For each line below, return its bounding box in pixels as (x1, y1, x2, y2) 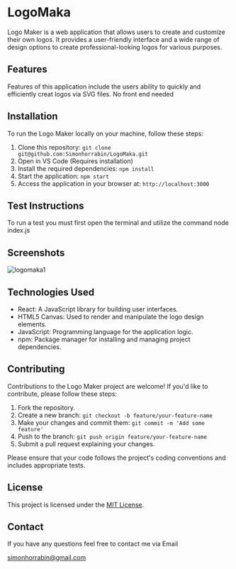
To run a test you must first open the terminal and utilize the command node (7, 219, 229, 227)
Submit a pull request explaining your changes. (17, 439, 155, 448)
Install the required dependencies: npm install (17, 164, 154, 172)
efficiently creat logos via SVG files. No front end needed (7, 89, 174, 98)
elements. (17, 320, 47, 328)
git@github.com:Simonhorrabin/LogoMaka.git (17, 150, 149, 158)
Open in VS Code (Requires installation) (17, 157, 133, 165)
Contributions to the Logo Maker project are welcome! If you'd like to (7, 382, 208, 390)
